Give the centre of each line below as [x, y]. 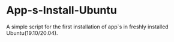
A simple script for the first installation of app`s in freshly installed [88, 27]
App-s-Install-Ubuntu [61, 10]
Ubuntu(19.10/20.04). [32, 33]
